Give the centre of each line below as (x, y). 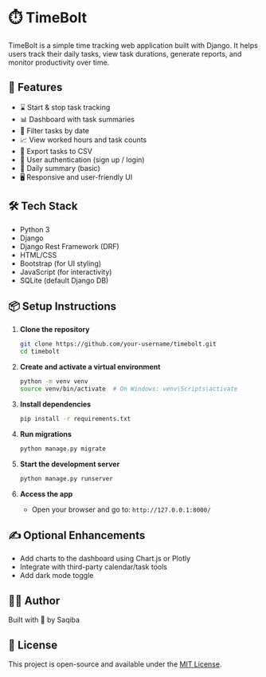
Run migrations (45, 434)
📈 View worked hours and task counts (83, 140)
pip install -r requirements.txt (75, 418)
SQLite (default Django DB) (64, 280)
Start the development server (70, 464)
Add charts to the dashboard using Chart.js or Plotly (105, 559)
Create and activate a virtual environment (90, 367)
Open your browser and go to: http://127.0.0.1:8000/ (121, 509)
